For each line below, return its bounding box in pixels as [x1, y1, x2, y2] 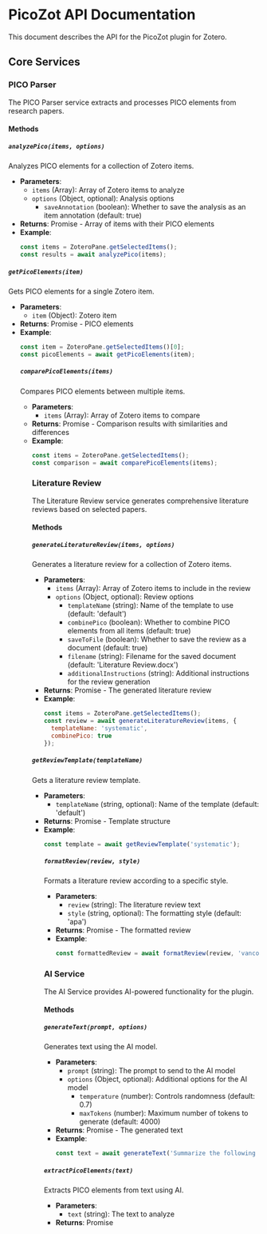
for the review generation [67, 677, 151, 687]
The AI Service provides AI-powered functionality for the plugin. [43, 986, 254, 996]
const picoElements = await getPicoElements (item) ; [19, 350, 195, 358]
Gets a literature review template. [31, 775, 141, 785]
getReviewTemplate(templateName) [31, 757, 143, 765]
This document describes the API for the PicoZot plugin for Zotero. [8, 32, 227, 42]
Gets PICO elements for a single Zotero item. [8, 286, 155, 296]
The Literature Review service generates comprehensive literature [31, 496, 249, 505]
